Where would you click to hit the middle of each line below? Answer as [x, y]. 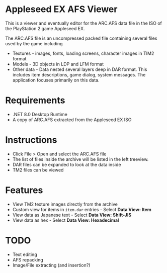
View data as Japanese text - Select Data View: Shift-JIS [72, 215]
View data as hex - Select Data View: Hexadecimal [66, 220]
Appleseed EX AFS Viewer [61, 9]
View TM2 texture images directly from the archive [65, 204]
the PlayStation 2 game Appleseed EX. [45, 28]
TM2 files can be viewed [38, 170]
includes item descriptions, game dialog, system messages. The [79, 74]
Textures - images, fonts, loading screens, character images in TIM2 [83, 53]
